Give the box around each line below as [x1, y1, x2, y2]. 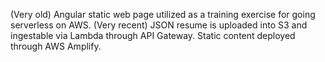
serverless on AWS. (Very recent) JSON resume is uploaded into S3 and [10, 19, 308, 31]
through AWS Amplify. [10, 40, 102, 52]
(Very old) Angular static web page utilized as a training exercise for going [10, 9, 316, 20]
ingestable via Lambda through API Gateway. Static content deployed [10, 30, 296, 41]
